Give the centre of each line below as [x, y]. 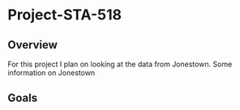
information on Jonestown [51, 73]
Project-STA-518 [65, 15]
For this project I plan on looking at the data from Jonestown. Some [120, 64]
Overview [33, 45]
